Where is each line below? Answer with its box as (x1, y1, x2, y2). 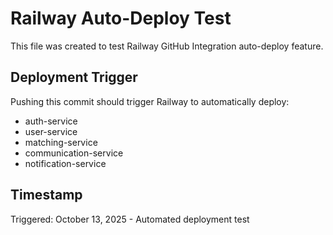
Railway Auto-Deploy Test (10, 7, 232, 30)
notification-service (24, 157, 107, 169)
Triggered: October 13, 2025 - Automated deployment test (10, 213, 250, 225)
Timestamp (10, 187, 83, 204)
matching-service (24, 136, 98, 148)
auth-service (24, 115, 78, 127)
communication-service (24, 147, 124, 159)
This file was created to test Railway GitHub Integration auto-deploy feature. (10, 40, 324, 52)
